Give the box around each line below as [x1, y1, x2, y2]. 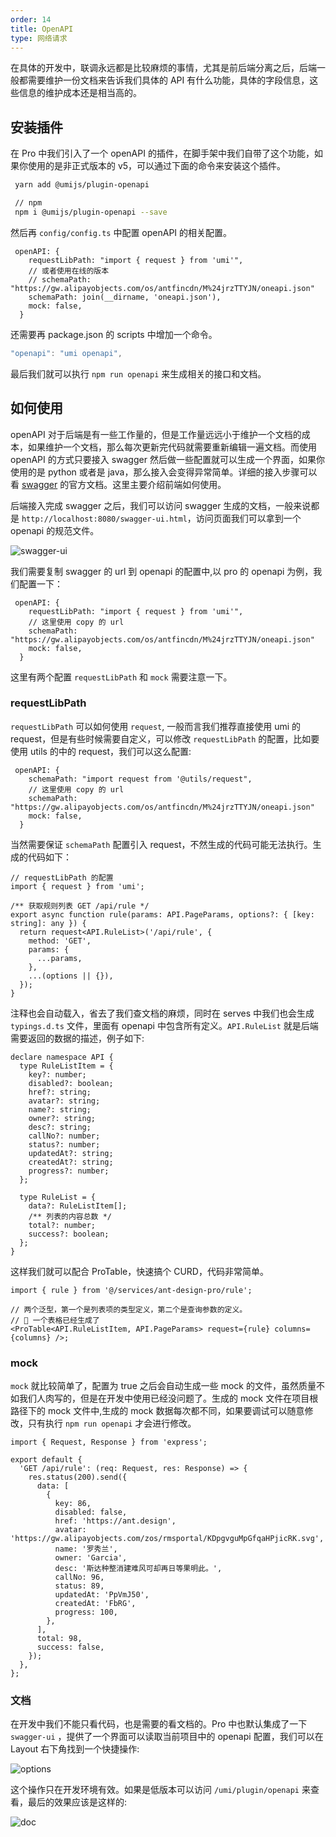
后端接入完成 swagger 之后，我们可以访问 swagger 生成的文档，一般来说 [10, 499, 312, 511]
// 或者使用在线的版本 [28, 266, 110, 276]
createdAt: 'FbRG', [54, 1599, 137, 1609]
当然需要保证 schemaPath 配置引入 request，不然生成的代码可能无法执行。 [10, 838, 313, 850]
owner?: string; [28, 1113, 97, 1123]
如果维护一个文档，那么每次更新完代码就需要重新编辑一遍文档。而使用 [27, 441, 317, 453]
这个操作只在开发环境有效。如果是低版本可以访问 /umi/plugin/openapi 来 [10, 1784, 311, 1796]
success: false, [36, 1642, 105, 1653]
